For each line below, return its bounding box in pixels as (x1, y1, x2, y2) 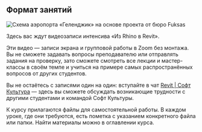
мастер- (161, 57, 183, 64)
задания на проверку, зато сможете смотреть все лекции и (6, 57, 161, 64)
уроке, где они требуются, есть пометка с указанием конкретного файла (6, 112, 196, 119)
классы (6, 63, 25, 71)
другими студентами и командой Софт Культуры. (6, 94, 134, 101)
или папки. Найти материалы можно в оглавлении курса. (6, 119, 155, 126)
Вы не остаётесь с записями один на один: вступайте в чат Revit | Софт (6, 81, 191, 89)
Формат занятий (6, 5, 72, 15)
